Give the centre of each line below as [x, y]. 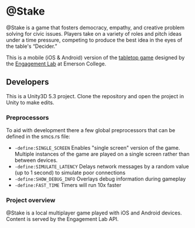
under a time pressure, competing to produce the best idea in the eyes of [94, 40]
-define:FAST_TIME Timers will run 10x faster [68, 185]
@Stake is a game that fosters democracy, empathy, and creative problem [95, 27]
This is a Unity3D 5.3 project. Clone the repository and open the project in [95, 96]
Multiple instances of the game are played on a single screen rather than [102, 154]
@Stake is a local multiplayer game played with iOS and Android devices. [94, 213]
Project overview [31, 200]
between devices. [36, 160]
